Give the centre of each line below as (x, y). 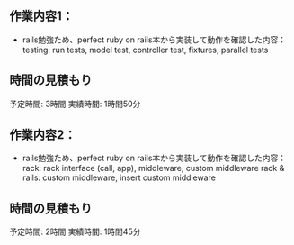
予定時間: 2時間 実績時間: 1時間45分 (75, 231)
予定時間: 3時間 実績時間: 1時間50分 (75, 104)
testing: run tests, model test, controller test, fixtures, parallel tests (145, 50)
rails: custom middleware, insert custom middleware (119, 177)
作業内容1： (42, 16)
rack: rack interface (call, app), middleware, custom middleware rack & (153, 168)
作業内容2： (43, 135)
